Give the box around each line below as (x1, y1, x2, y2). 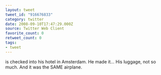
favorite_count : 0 (5, 31, 44, 36)
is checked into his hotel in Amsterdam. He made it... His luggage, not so (5, 58, 156, 64)
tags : (5, 40, 17, 45)
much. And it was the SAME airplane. (5, 64, 82, 70)
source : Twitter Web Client (5, 26, 65, 31)
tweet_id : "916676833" (5, 12, 53, 17)
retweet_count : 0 (5, 36, 42, 41)
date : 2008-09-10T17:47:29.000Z (5, 21, 73, 27)
